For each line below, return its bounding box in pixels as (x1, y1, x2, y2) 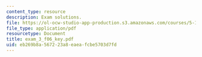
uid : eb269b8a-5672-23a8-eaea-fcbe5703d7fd (6, 42, 117, 48)
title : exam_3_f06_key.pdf (6, 36, 74, 42)
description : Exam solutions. (6, 14, 82, 20)
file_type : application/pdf (6, 25, 77, 31)
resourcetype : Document (6, 31, 66, 37)
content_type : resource (6, 8, 66, 15)
